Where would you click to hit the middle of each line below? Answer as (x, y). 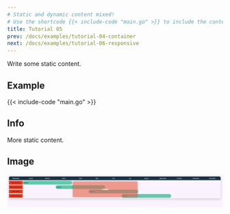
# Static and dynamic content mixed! (61, 14)
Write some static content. (44, 64)
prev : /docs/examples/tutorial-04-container (72, 36)
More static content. (36, 140)
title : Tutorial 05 (35, 29)
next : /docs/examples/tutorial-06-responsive (73, 44)
